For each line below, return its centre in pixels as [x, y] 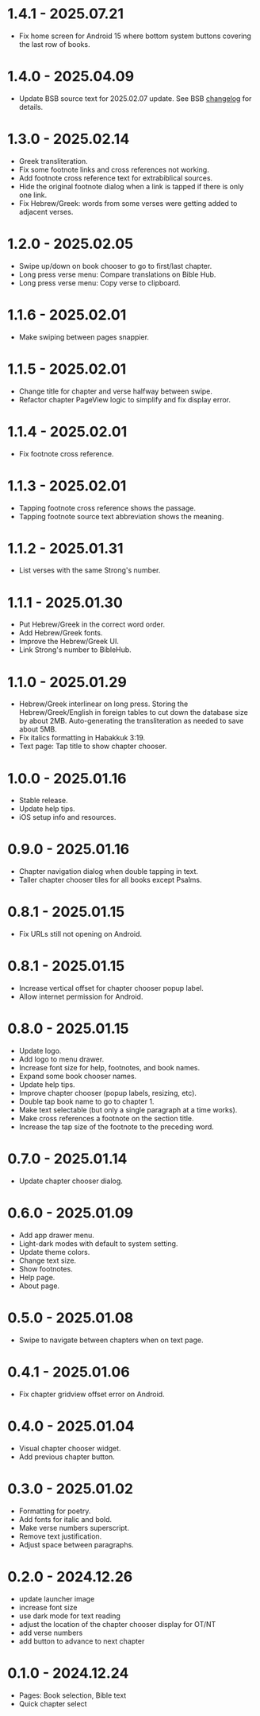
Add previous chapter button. [67, 1457]
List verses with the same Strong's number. [90, 570]
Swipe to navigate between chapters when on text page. [111, 1340]
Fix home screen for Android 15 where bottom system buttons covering [135, 36]
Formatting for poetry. [55, 1511]
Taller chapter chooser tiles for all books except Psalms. [111, 880]
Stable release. [43, 801]
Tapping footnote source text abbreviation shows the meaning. [121, 516]
